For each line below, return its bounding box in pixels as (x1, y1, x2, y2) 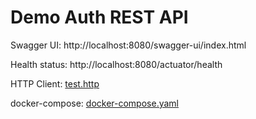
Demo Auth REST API (10, 6, 189, 29)
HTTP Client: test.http (10, 77, 100, 90)
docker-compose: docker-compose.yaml (10, 97, 179, 109)
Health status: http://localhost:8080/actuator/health (10, 58, 223, 70)
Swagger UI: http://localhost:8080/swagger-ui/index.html (10, 39, 247, 51)
